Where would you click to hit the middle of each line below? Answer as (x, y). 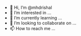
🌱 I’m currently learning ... (36, 18)
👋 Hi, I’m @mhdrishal (31, 8)
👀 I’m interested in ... (30, 13)
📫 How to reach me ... (32, 28)
